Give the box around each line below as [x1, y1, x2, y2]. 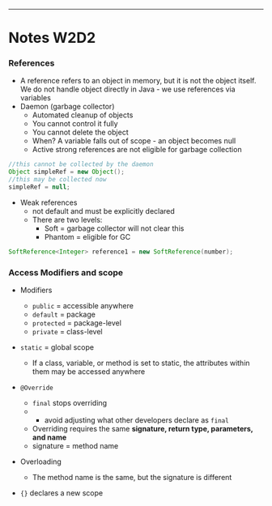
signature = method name [32, 441, 119, 451]
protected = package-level [32, 318, 121, 328]
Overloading [19, 457, 62, 466]
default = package [32, 309, 96, 320]
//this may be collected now [8, 176, 107, 184]
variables [19, 93, 51, 103]
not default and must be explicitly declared [32, 206, 176, 215]
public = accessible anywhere [32, 301, 134, 311]
